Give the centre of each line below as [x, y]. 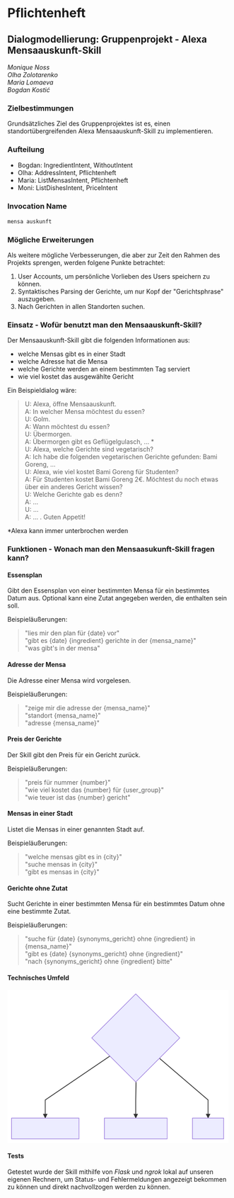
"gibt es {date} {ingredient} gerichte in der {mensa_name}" [110, 641]
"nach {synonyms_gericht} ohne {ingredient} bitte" [99, 961]
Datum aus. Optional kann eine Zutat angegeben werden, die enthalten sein [117, 598]
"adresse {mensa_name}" [62, 723]
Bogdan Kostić [29, 90]
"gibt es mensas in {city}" [62, 872]
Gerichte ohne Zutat [38, 888]
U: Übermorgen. [48, 435]
